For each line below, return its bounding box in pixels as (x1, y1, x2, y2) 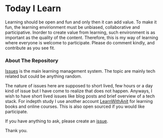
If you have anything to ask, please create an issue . (5, 118, 108, 124)
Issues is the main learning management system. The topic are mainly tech (5, 68, 156, 74)
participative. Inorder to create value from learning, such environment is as (5, 29, 155, 35)
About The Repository (5, 57, 59, 64)
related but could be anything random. (5, 74, 82, 79)
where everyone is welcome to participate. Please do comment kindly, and (5, 39, 155, 45)
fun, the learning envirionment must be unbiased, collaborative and (5, 24, 140, 30)
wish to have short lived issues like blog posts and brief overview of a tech (5, 93, 155, 99)
